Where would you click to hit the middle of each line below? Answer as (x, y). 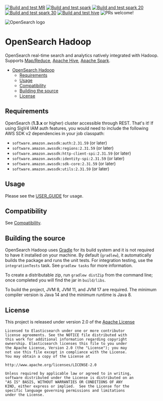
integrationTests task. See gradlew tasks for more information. (69, 265)
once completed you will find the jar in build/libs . (55, 280)
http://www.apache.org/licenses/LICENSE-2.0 (51, 365)
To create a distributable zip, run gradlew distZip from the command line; (79, 275)
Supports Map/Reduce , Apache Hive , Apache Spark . (58, 60)
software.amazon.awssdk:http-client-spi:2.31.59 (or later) (72, 153)
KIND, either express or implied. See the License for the (67, 386)
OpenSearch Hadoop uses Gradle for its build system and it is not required (80, 250)
